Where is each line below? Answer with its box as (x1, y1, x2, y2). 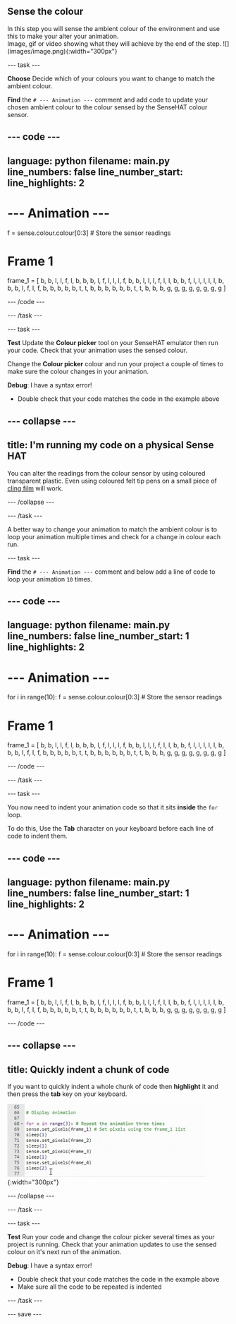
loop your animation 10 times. (7, 574, 93, 583)
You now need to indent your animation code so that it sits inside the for (7, 803, 218, 812)
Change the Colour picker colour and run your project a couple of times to (7, 360, 224, 368)
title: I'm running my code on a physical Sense (7, 439, 214, 451)
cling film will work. (7, 483, 63, 493)
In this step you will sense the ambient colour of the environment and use (7, 24, 221, 32)
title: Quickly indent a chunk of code (7, 1064, 170, 1076)
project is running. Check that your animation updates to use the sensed (7, 1240, 217, 1248)
